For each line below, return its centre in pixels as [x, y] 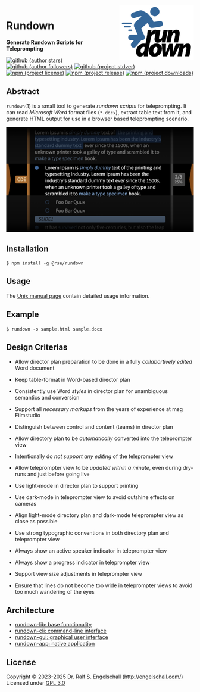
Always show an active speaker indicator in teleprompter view [91, 551]
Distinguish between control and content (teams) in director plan [94, 426]
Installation [27, 249]
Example [23, 315]
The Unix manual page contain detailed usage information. [78, 295]
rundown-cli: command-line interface [61, 631]
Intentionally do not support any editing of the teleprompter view [94, 456]
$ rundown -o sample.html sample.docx [54, 329]
